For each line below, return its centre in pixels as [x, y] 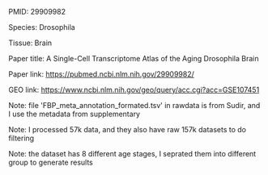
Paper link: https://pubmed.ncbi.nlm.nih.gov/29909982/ [101, 74]
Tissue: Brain [30, 43]
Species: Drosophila [42, 27]
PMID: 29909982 [37, 12]
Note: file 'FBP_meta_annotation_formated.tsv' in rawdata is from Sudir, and [134, 105]
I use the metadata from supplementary [74, 114]
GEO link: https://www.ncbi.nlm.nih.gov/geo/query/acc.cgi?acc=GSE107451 [134, 90]
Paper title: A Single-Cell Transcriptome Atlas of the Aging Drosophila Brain [134, 58]
